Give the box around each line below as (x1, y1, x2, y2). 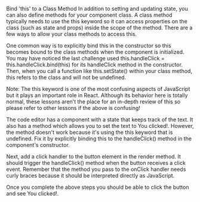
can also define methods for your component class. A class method (6, 11, 173, 19)
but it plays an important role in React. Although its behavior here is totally (6, 92, 188, 99)
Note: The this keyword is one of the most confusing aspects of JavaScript (6, 85, 190, 92)
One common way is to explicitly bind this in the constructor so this (6, 42, 171, 49)
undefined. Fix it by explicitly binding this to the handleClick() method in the (6, 135, 192, 142)
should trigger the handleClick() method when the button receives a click (6, 160, 186, 166)
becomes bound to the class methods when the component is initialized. (6, 48, 184, 56)
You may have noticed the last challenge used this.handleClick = (6, 55, 165, 62)
